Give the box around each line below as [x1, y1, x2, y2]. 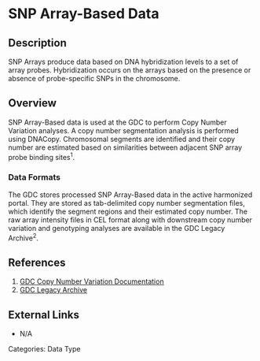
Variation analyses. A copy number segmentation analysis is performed [8, 125, 240, 135]
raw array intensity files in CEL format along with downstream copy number [8, 214, 253, 225]
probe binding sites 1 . [8, 151, 75, 162]
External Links [8, 308, 80, 322]
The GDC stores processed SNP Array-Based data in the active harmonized [8, 190, 253, 199]
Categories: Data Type [8, 344, 81, 354]
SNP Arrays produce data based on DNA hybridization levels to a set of [8, 57, 239, 66]
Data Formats [8, 172, 61, 183]
